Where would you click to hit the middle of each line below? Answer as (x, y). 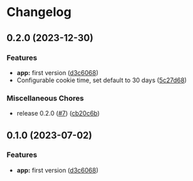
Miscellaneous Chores (45, 98)
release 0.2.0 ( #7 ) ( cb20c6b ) (58, 113)
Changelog (39, 12)
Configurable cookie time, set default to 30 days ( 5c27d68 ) (102, 80)
